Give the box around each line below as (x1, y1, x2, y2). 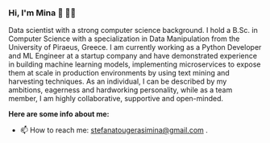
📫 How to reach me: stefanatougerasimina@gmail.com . (19, 125, 208, 135)
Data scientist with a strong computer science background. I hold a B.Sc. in (8, 26, 258, 35)
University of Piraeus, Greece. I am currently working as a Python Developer (8, 43, 262, 52)
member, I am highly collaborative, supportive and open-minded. (8, 94, 224, 104)
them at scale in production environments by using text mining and (8, 68, 230, 78)
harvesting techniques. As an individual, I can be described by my (8, 76, 227, 87)
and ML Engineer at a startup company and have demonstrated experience (8, 51, 258, 61)
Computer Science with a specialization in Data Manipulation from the (8, 34, 240, 43)
